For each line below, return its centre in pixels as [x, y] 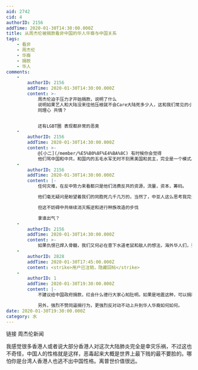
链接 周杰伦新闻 [25, 334]
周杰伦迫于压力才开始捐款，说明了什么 [77, 99]
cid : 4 [14, 17]
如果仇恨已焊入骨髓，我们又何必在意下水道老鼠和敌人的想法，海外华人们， [114, 246]
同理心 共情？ [52, 110]
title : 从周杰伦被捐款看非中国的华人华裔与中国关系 [61, 34]
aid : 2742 [18, 11]
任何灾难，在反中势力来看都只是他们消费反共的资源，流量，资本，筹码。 [112, 186]
